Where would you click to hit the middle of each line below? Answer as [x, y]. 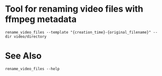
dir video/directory [26, 37]
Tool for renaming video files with [74, 9]
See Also [23, 56]
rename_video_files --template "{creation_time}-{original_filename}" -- [81, 32]
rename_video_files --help [32, 69]
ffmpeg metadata [41, 19]
